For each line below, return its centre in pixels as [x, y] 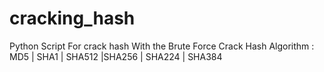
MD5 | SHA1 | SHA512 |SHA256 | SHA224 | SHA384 [116, 56]
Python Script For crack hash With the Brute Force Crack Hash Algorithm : [162, 46]
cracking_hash [72, 18]
